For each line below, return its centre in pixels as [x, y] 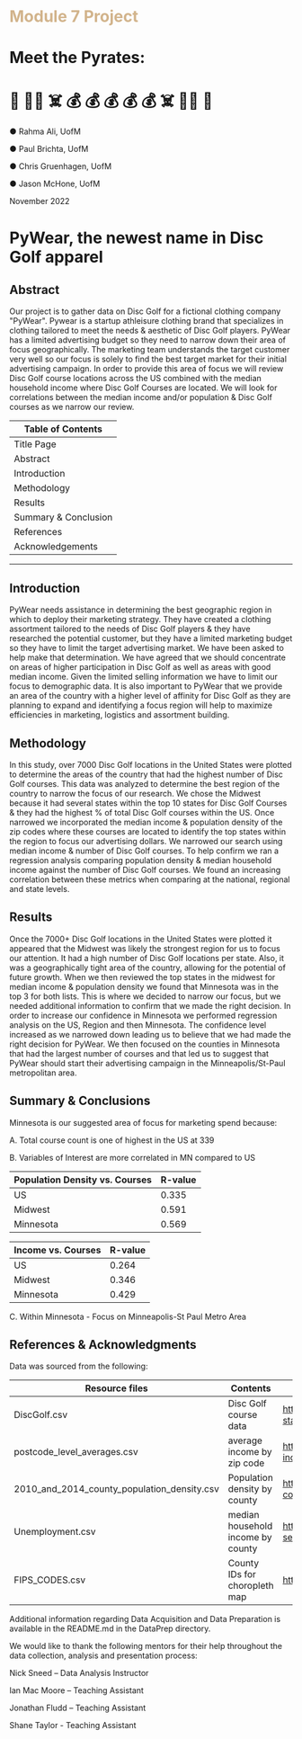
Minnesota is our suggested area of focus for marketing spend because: [143, 1122]
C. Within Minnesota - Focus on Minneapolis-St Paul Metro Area [128, 1316]
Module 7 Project [74, 17]
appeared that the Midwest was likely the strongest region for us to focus [145, 948]
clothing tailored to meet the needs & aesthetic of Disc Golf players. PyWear [150, 331]
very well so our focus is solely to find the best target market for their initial [148, 359]
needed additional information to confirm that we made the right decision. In [150, 1005]
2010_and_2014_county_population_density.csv [117, 1489]
